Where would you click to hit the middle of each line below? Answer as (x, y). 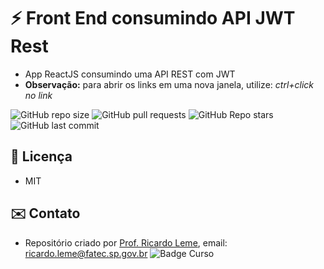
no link (38, 95)
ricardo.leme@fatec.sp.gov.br (86, 253)
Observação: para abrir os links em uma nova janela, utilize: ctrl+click (169, 84)
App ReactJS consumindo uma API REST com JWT (130, 74)
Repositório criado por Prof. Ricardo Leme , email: (126, 242)
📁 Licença (41, 156)
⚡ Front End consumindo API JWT (153, 18)
